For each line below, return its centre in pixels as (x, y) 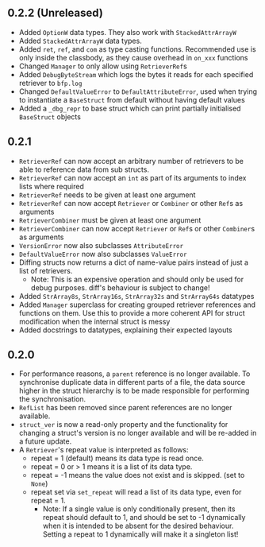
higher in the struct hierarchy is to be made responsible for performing (134, 391)
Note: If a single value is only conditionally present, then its (139, 509)
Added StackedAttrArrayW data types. (80, 41)
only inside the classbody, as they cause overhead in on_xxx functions (133, 57)
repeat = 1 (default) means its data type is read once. (117, 458)
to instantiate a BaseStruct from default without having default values (132, 99)
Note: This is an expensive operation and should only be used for (137, 279)
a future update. (45, 441)
